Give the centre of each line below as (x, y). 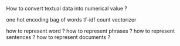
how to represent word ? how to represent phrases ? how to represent (90, 31)
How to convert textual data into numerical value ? (67, 8)
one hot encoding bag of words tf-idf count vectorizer (71, 20)
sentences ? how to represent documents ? (58, 37)
